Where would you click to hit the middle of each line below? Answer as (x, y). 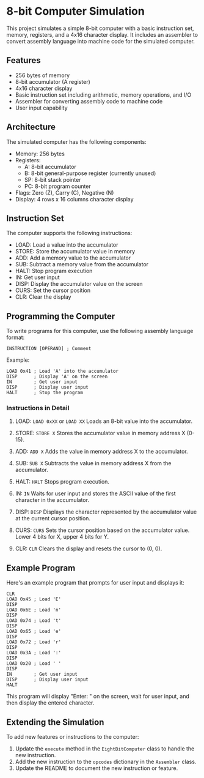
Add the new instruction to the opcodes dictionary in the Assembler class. (106, 762)
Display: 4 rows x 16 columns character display (74, 199)
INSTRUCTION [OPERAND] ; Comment (49, 349)
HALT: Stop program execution (54, 271)
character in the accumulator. (52, 500)
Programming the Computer (61, 316)
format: (16, 337)
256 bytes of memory (42, 75)
